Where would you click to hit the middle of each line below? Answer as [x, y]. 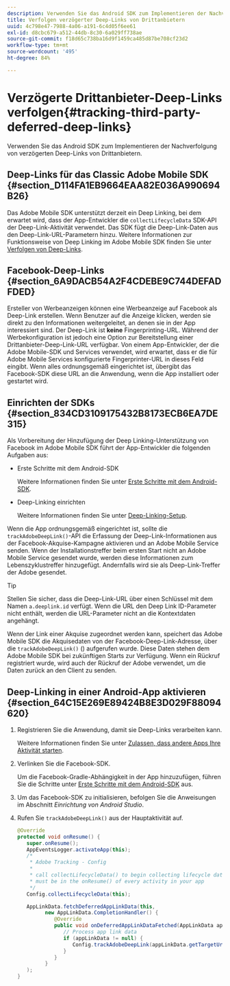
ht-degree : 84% [29, 58]
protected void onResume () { [59, 837]
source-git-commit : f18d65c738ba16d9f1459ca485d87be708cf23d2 [98, 39]
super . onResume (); [53, 843]
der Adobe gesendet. [37, 572]
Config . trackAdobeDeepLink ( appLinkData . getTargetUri [149, 945]
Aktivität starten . [40, 750]
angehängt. [23, 621]
